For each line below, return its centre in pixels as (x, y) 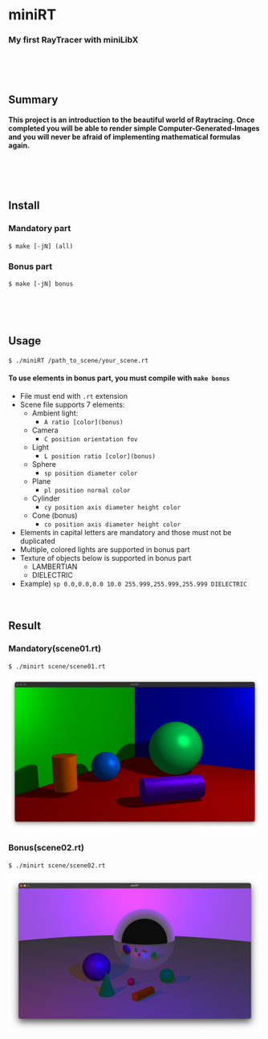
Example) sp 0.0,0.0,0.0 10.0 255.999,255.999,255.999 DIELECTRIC (133, 584)
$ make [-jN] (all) (41, 246)
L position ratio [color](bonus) (100, 457)
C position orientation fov (91, 440)
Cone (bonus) (55, 516)
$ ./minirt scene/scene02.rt (57, 865)
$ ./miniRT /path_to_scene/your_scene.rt (79, 360)
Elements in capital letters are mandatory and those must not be (126, 533)
